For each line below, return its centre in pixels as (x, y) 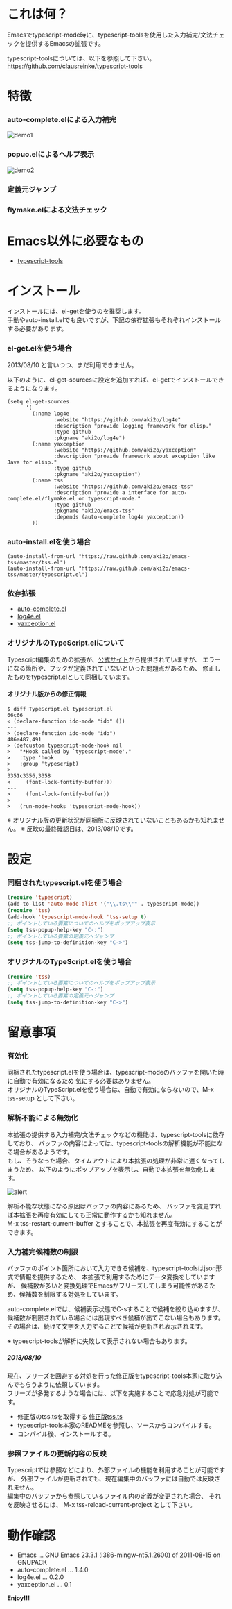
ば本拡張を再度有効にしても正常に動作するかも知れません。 (92, 1215)
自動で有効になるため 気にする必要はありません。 (83, 1081)
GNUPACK (32, 1562)
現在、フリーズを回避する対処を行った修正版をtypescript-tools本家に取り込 (115, 1376)
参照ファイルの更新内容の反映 (57, 1454)
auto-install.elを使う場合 (49, 541)
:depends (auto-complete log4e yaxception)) (119, 517)
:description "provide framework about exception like (134, 456)
